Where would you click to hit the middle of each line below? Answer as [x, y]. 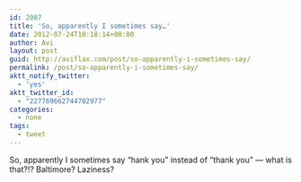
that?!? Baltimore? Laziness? [62, 169]
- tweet [32, 134]
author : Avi [31, 43]
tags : [19, 126]
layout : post [34, 51]
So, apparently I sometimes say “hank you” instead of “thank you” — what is [150, 160]
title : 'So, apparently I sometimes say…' [90, 26]
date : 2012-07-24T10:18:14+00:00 [72, 34]
